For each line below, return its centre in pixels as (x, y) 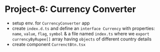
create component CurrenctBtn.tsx (49, 44)
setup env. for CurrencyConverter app (51, 23)
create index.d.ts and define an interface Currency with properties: (83, 28)
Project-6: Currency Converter (70, 9)
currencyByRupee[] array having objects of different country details (82, 39)
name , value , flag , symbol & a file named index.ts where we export (81, 33)
